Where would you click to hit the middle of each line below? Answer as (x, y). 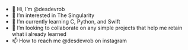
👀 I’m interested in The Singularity (53, 15)
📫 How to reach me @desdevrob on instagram (69, 41)
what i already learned (39, 34)
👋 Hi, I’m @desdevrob (38, 9)
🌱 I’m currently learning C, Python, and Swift (66, 21)
